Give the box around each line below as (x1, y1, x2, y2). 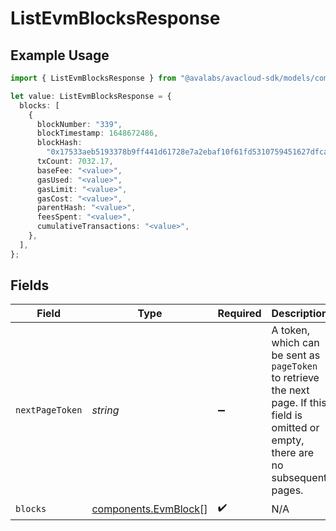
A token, (271, 323, 311, 337)
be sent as (271, 348, 321, 362)
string (91, 403, 120, 417)
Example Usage (10, 47, 110, 64)
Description (271, 307, 328, 321)
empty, (271, 433, 305, 447)
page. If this (271, 396, 327, 410)
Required (217, 307, 262, 321)
